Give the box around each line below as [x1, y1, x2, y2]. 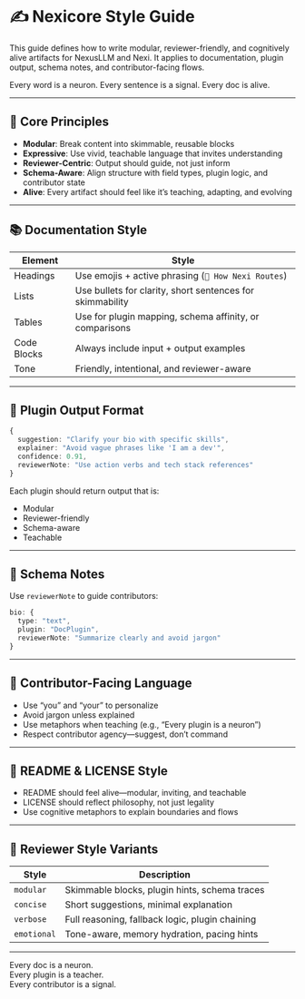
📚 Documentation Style [9, 222, 148, 238]
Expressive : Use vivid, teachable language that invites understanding [22, 148, 283, 159]
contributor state [22, 177, 86, 188]
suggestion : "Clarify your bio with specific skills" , [17, 436, 230, 445]
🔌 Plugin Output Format [9, 402, 144, 417]
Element [22, 254, 59, 267]
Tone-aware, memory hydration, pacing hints [64, 928, 259, 941]
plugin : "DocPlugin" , [17, 625, 100, 634]
